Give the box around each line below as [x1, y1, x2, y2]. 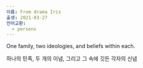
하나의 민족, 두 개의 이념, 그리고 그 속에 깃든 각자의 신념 [6, 55, 138, 63]
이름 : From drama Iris [6, 8, 61, 15]
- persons [12, 25, 37, 32]
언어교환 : [6, 20, 26, 26]
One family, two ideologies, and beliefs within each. [6, 42, 136, 50]
